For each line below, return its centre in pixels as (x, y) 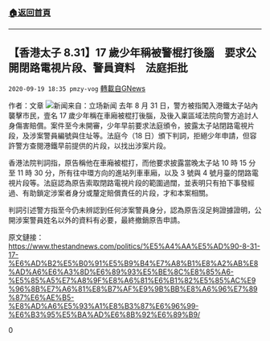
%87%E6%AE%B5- (41, 298)
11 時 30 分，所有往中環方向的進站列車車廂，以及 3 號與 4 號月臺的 (128, 173)
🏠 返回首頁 (30, 12)
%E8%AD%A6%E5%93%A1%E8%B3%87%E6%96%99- (104, 306)
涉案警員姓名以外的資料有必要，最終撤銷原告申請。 (100, 220)
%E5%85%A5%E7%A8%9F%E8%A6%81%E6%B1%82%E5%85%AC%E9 (132, 281)
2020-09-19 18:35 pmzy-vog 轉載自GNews (77, 88)
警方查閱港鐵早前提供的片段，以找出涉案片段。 (92, 146)
